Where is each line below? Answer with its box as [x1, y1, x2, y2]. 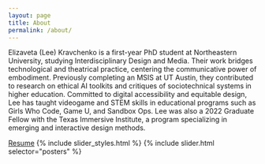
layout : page [8, 11, 51, 20]
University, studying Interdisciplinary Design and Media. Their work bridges [8, 56, 254, 65]
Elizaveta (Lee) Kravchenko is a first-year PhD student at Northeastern [8, 48, 237, 58]
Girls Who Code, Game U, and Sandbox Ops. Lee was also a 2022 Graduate [8, 106, 255, 116]
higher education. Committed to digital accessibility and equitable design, [8, 90, 247, 99]
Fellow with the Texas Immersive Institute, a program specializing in [8, 115, 227, 125]
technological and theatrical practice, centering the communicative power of [8, 65, 257, 74]
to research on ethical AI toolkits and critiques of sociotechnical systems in [8, 81, 252, 91]
